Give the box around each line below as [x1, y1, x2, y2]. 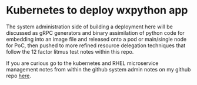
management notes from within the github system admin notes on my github [6, 66, 191, 73]
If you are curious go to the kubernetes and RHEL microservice [6, 60, 159, 67]
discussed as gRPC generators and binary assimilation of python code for [6, 29, 185, 36]
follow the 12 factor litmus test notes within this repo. [6, 48, 134, 55]
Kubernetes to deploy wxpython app [6, 4, 188, 17]
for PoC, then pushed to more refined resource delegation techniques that [6, 42, 186, 49]
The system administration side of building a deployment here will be [6, 23, 173, 30]
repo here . [6, 72, 31, 79]
